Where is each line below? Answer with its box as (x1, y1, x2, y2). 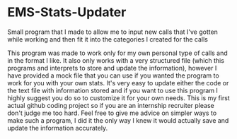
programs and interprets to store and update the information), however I (7, 64, 217, 72)
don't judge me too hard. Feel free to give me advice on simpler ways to (7, 109, 217, 117)
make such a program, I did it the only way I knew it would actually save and (7, 116, 229, 124)
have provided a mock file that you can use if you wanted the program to (7, 71, 219, 80)
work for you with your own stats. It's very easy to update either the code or (7, 78, 229, 87)
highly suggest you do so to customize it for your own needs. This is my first (7, 93, 230, 102)
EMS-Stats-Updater (7, 4, 127, 20)
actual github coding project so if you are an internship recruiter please (7, 101, 214, 109)
